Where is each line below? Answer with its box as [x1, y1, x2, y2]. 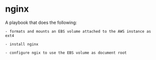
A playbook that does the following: [5, 20, 78, 25]
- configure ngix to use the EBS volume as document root [5, 50, 127, 55]
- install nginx [5, 41, 39, 47]
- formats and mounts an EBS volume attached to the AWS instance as [5, 29, 152, 34]
